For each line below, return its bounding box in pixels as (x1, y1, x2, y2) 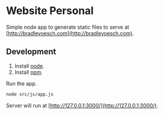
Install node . (14, 62, 45, 69)
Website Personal (6, 4, 94, 18)
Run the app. (6, 80, 37, 87)
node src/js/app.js (6, 91, 54, 97)
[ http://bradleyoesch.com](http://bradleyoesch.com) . (6, 29, 134, 36)
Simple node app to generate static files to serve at (6, 23, 129, 31)
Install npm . (14, 69, 43, 76)
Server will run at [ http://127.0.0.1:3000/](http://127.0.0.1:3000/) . (6, 102, 158, 109)
